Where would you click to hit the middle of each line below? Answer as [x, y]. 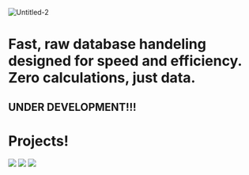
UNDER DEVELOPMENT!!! [72, 107]
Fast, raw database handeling [108, 44]
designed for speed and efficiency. [125, 61]
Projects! [38, 141]
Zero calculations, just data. [102, 78]
